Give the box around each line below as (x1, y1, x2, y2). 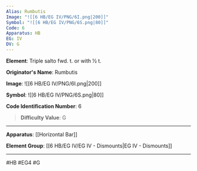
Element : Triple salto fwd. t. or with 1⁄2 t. (6, 57, 101, 64)
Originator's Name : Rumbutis (6, 69, 78, 76)
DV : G (6, 42, 19, 47)
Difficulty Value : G (20, 114, 66, 121)
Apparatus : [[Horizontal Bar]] (6, 131, 78, 138)
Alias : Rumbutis (6, 8, 46, 15)
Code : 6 (6, 25, 25, 31)
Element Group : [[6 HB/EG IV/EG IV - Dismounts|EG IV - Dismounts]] (6, 142, 172, 149)
